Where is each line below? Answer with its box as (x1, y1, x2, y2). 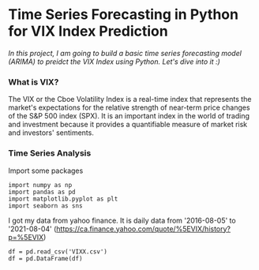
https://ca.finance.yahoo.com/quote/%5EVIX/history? (56, 223, 231, 234)
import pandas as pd (8, 188, 77, 196)
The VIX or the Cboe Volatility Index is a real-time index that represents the (8, 95, 252, 104)
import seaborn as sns (8, 201, 83, 210)
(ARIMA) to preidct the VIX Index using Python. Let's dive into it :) (8, 57, 221, 66)
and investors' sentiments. (8, 128, 95, 137)
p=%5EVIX (8, 232, 44, 242)
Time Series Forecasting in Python (8, 6, 239, 24)
